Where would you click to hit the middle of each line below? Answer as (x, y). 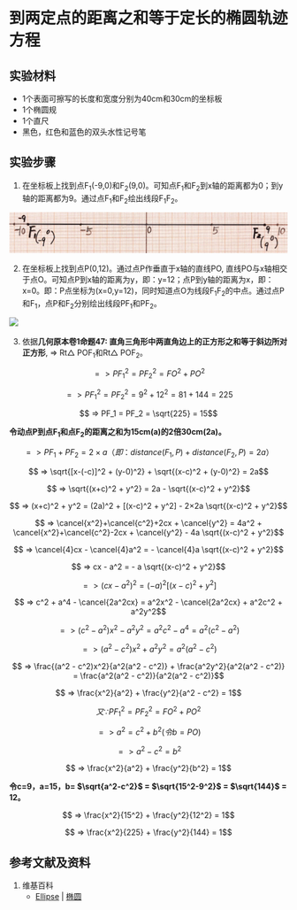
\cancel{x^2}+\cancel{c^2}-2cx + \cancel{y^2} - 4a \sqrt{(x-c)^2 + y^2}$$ (148, 532)
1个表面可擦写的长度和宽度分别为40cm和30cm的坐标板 (122, 99)
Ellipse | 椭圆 (58, 897)
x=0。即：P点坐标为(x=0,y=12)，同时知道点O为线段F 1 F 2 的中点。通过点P (153, 291)
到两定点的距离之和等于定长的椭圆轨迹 (149, 18)
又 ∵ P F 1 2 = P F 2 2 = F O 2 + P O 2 (148, 712)
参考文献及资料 (50, 863)
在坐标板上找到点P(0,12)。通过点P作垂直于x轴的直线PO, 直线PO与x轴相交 (155, 268)
